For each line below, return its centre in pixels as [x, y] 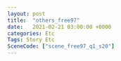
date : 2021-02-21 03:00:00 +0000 [59, 27]
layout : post [26, 14]
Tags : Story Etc [31, 40]
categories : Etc [31, 33]
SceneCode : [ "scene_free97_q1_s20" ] [61, 46]
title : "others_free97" [44, 20]
